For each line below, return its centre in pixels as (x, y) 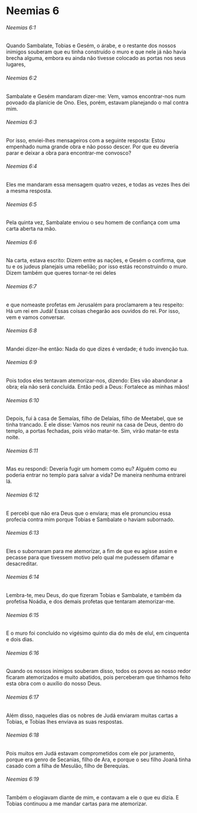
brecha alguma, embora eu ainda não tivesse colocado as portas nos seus (96, 58)
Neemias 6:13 (23, 533)
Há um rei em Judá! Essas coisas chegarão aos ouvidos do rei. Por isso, (93, 311)
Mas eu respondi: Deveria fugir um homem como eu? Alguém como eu (91, 469)
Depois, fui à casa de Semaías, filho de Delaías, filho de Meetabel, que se (95, 418)
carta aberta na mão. (31, 229)
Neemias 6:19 (23, 779)
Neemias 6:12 (23, 495)
